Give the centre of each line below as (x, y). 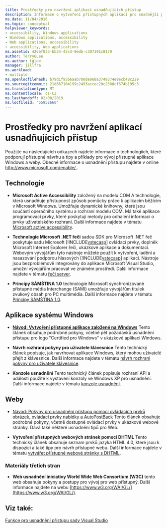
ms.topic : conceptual (28, 24)
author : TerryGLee (24, 56)
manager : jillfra (23, 65)
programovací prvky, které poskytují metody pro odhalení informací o (83, 216)
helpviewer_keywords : (28, 28)
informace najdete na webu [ (42, 487)
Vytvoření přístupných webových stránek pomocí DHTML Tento (80, 437)
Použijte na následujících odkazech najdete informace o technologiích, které (83, 152)
